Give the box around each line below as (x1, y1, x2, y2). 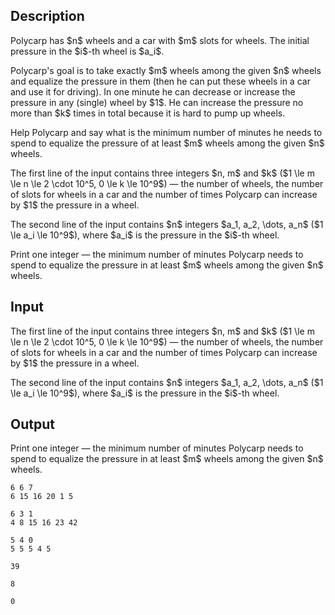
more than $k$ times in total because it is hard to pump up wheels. (10, 107, 286, 119)
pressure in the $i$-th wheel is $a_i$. (10, 45, 165, 57)
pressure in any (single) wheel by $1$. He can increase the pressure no (10, 96, 304, 108)
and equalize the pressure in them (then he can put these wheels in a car (10, 75, 311, 87)
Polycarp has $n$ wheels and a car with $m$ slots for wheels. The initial (10, 34, 310, 46)
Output (10, 416, 55, 433)
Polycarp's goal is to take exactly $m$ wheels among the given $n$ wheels (10, 64, 322, 76)
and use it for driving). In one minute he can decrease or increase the (10, 85, 296, 98)
